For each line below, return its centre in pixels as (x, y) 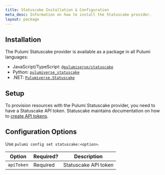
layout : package (22, 19)
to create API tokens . (27, 116)
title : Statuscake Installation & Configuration (57, 10)
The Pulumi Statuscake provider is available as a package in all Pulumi (78, 52)
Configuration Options (41, 132)
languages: (17, 57)
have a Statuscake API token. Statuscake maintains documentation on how (82, 111)
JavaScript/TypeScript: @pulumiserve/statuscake (63, 67)
